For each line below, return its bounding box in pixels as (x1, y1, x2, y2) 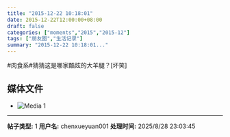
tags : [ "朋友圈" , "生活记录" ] (7, 35, 84, 42)
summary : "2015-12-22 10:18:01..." (7, 42, 109, 48)
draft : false (7, 22, 44, 29)
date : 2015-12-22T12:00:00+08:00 (7, 16, 103, 23)
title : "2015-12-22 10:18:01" (7, 10, 94, 17)
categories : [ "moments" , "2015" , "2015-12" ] (7, 29, 130, 36)
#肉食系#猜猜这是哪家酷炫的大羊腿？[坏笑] (7, 61, 127, 69)
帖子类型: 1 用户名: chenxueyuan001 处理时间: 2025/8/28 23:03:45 (7, 122, 196, 130)
